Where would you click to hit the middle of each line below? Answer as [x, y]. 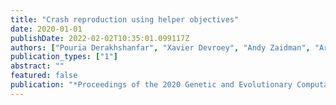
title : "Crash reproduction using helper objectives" [125, 19]
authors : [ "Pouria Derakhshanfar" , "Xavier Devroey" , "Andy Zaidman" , [160, 47]
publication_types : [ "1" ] [64, 57]
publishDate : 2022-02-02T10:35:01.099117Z [100, 38]
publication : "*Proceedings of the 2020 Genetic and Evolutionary [151, 85]
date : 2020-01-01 [46, 29]
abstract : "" [37, 66]
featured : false [44, 76]
